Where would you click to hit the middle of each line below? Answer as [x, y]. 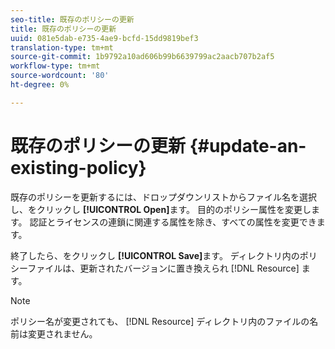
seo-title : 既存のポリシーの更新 [72, 19]
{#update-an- [248, 145]
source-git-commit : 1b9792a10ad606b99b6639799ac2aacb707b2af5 [142, 57]
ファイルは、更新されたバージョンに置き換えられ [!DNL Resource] [163, 268]
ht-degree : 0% [40, 85]
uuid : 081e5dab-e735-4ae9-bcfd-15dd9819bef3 [104, 38]
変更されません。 [62, 333]
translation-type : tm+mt [62, 47]
